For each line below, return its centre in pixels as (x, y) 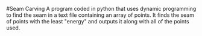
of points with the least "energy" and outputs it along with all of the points (98, 21)
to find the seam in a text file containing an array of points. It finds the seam (100, 15)
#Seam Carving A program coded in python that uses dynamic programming (101, 9)
